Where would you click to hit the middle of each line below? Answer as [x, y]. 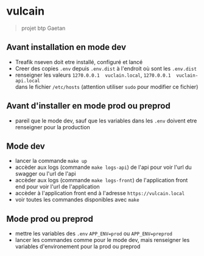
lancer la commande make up [51, 161]
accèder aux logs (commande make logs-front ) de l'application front [101, 180]
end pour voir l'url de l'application [58, 187]
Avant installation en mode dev [66, 47]
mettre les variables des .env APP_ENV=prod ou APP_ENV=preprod [93, 233]
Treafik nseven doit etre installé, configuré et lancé [79, 62]
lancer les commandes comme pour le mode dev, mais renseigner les [102, 240]
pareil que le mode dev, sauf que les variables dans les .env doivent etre [106, 121]
